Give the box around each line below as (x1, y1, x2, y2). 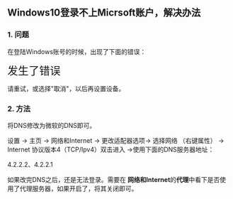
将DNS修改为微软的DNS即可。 (7, 121, 96, 129)
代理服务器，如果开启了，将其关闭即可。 (19, 184, 138, 193)
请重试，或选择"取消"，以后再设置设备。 (7, 84, 125, 92)
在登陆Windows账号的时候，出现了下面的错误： (7, 47, 147, 55)
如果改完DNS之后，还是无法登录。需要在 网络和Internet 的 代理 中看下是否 (7, 175, 220, 183)
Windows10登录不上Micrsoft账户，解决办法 (7, 6, 201, 19)
